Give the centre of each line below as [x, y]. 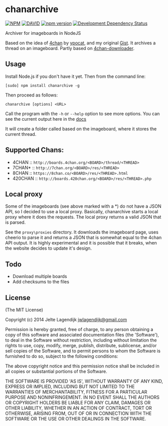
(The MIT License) [24, 310]
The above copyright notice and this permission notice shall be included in [82, 366]
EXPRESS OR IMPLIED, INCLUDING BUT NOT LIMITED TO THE [70, 387]
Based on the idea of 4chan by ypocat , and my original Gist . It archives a [80, 43]
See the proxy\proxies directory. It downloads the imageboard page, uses [82, 232]
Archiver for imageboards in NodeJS [43, 33]
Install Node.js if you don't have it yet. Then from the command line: [75, 76]
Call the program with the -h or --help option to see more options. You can [82, 113]
